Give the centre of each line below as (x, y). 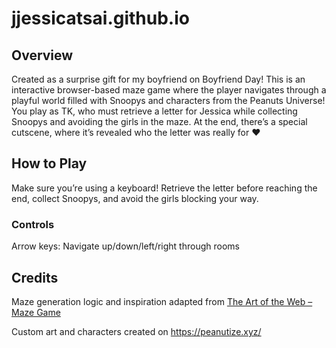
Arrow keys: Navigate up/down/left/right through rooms (125, 246)
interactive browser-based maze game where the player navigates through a (169, 90)
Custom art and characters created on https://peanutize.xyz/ (136, 331)
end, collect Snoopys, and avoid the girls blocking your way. (135, 198)
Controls (33, 224)
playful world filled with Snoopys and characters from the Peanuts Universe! (168, 100)
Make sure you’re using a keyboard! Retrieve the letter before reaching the (164, 188)
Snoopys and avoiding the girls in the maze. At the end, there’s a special (159, 121)
